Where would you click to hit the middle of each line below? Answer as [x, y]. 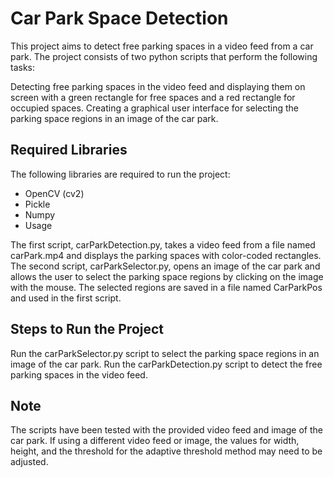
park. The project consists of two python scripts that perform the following [164, 56]
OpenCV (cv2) [54, 193]
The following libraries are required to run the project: [120, 174]
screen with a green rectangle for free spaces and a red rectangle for [153, 97]
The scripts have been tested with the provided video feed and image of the [166, 430]
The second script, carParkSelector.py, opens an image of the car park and [165, 266]
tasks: [23, 67]
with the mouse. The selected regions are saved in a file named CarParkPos [166, 287]
